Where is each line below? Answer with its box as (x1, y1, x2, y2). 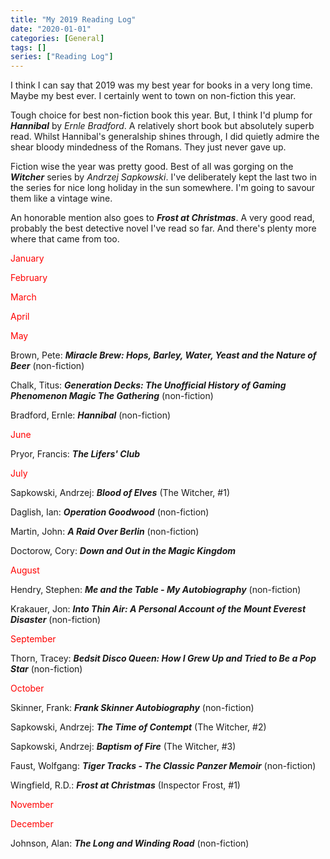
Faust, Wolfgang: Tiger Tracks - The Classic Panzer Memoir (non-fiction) (10, 760, 317, 772)
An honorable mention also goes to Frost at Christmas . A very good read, (10, 212, 315, 224)
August (10, 564, 40, 576)
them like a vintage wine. (10, 192, 113, 205)
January (10, 252, 45, 265)
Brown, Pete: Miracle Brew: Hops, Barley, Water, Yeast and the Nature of (10, 349, 317, 361)
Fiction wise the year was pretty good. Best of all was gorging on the (10, 161, 294, 173)
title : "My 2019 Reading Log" (10, 14, 137, 25)
